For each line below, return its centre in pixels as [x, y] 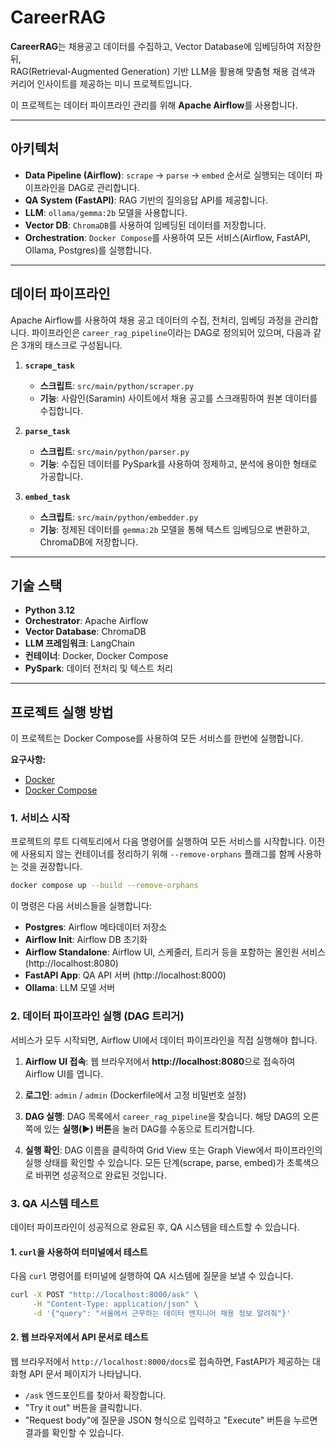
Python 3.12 [50, 610]
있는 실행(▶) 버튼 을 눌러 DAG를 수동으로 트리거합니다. [149, 1128]
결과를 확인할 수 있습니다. [74, 1432]
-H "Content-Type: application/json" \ [115, 1304]
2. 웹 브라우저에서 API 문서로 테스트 [79, 1337]
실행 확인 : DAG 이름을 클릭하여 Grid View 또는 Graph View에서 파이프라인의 [173, 1150]
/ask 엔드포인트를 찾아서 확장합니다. [95, 1395]
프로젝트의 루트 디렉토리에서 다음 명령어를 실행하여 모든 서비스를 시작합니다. [158, 842]
